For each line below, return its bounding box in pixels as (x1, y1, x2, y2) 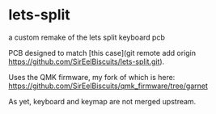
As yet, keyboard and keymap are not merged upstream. (8, 96, 197, 106)
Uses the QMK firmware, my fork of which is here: (8, 72, 176, 82)
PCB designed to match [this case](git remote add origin (8, 48, 197, 57)
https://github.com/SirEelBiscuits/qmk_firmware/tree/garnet (8, 81, 208, 91)
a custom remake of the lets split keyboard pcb (8, 32, 166, 42)
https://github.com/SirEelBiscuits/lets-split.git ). (8, 57, 165, 66)
